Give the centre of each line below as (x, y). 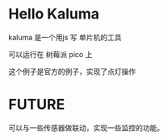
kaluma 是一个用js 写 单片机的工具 (65, 37)
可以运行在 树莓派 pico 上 (50, 54)
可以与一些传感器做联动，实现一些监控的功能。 (86, 128)
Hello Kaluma (54, 14)
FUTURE (37, 105)
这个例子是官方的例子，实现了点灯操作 (72, 71)
